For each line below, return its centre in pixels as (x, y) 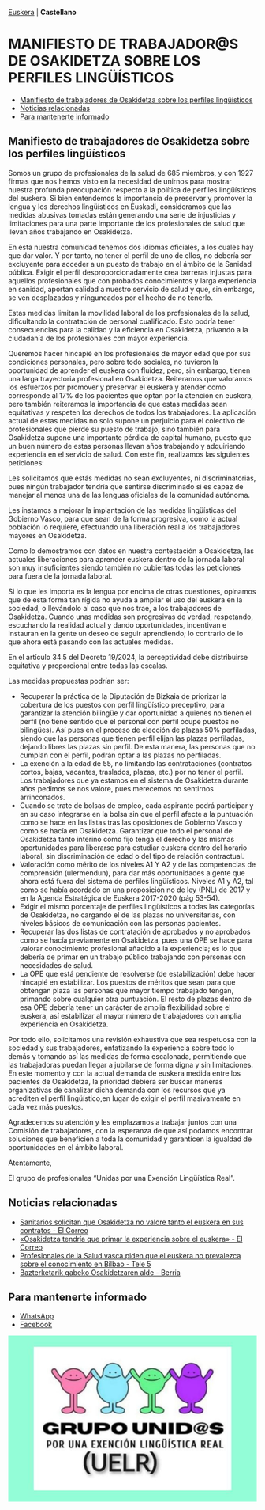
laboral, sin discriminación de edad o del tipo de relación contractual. (132, 856)
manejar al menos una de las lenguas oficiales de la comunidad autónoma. (129, 495)
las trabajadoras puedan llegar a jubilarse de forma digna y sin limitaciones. (131, 1064)
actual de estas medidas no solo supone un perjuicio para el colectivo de (127, 420)
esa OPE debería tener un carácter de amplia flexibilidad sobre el (125, 1007)
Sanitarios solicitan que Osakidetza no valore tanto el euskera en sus (131, 1222)
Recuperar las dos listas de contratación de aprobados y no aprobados (135, 931)
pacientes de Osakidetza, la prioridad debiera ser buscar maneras (116, 1081)
